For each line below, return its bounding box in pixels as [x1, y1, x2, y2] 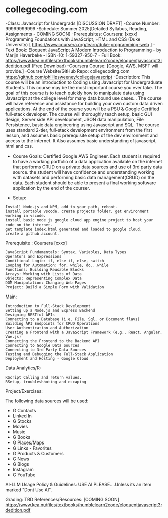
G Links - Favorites [12, 445, 52, 451]
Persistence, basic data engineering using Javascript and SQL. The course [5, 122, 159, 128]
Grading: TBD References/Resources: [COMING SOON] [5, 496, 119, 502]
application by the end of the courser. [12, 185, 90, 191]
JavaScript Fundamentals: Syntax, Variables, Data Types [5, 249, 127, 255]
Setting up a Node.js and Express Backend [5, 308, 95, 313]
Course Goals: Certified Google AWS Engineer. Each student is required [12, 153, 160, 159]
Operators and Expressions [5, 254, 62, 259]
